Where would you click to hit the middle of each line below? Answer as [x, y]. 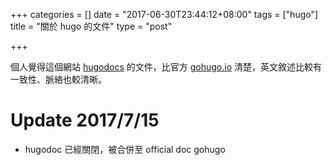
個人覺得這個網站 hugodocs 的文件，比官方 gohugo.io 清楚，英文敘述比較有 [166, 67]
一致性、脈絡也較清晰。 [58, 79]
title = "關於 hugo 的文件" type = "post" [91, 26]
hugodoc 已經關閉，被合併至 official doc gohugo [125, 149]
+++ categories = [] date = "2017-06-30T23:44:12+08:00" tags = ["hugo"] [164, 14]
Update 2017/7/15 [85, 120]
